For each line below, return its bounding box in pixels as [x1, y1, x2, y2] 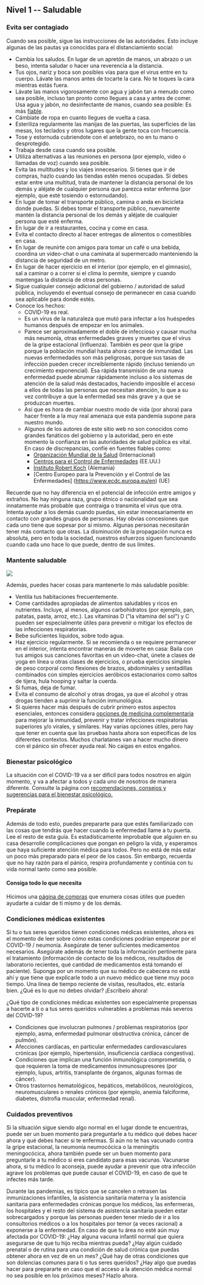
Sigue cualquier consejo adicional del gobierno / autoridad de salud [15, 282, 185, 289]
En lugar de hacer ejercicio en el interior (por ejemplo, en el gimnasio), [15, 262, 192, 270]
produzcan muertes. [24, 399, 76, 407]
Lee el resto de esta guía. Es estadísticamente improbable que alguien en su [6, 833, 198, 840]
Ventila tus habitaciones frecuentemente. [15, 593, 119, 600]
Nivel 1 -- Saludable [6, 5, 82, 15]
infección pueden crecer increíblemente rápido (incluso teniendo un [24, 360, 195, 367]
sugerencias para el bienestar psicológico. [6, 791, 113, 798]
